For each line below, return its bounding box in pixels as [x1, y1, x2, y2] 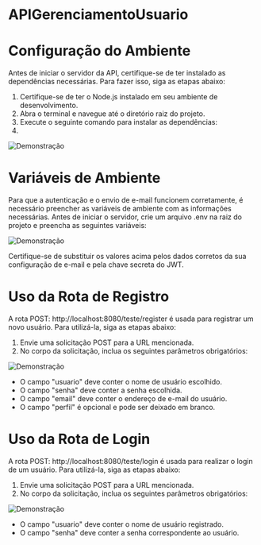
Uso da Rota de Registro [8, 288, 169, 306]
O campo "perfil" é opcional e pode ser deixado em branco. [19, 403, 216, 412]
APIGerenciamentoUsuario [8, 6, 189, 24]
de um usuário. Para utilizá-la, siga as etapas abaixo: [8, 465, 181, 474]
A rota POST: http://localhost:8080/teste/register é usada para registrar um [8, 314, 254, 323]
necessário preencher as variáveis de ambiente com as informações [8, 204, 232, 214]
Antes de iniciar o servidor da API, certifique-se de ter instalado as [8, 68, 226, 78]
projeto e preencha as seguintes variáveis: [8, 221, 147, 230]
